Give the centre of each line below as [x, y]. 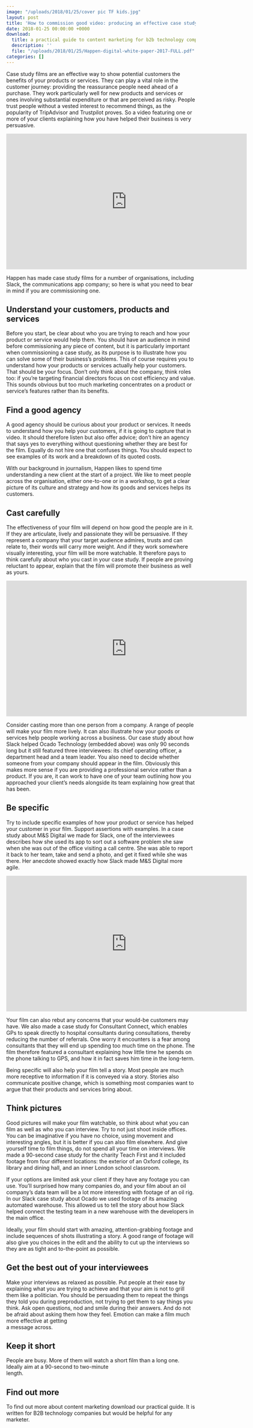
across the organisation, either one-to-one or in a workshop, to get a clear [98, 481]
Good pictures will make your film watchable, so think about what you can [98, 1123]
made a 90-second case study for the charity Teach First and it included [96, 1155]
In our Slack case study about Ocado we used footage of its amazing [92, 1198]
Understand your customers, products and [88, 310]
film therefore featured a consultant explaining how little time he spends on [99, 1052]
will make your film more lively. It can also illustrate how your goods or [93, 731]
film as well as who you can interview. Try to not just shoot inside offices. [97, 1129]
